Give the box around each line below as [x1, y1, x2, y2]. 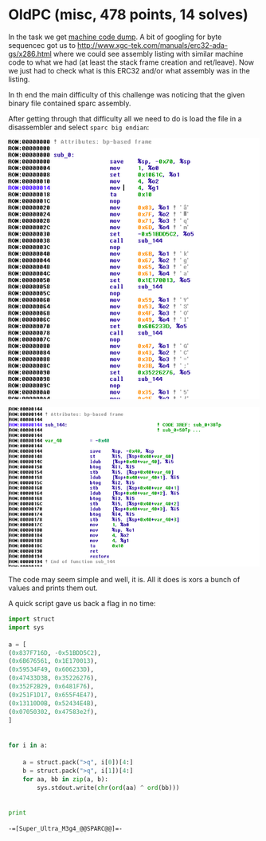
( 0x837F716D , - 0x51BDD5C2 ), [8, 649, 102, 657]
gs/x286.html [8, 49, 52, 58]
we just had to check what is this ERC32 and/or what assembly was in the [8, 65, 251, 75]
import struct [8, 615, 56, 624]
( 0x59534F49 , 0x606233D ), [8, 665, 94, 674]
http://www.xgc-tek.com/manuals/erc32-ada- [76, 40, 229, 50]
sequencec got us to [8, 40, 76, 50]
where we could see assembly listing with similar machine [53, 49, 244, 58]
